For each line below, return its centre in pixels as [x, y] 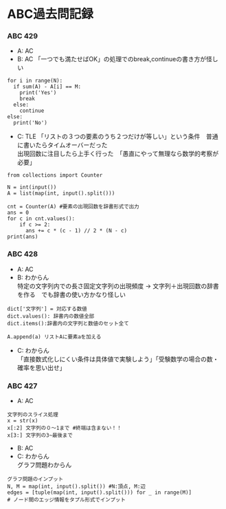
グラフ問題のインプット [35, 479]
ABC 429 [23, 36]
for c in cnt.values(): [41, 219]
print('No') [31, 123]
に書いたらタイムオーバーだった [62, 145]
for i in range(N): [35, 81]
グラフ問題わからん [44, 465]
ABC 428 [23, 254]
